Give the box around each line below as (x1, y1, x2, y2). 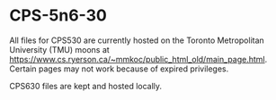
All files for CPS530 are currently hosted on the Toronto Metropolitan (9, 35, 265, 46)
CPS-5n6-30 (9, 5, 108, 26)
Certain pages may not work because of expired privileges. (9, 63, 229, 74)
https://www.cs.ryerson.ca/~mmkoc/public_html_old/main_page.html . (9, 54, 268, 64)
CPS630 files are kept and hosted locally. (9, 80, 163, 91)
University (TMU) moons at (9, 44, 110, 54)
